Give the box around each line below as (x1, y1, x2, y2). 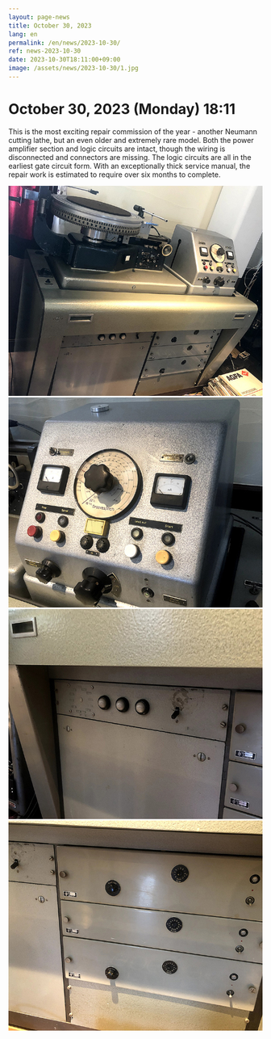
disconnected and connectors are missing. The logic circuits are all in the (8, 152, 252, 162)
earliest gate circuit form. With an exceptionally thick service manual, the (8, 161, 251, 170)
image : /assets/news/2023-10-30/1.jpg (8, 65, 139, 73)
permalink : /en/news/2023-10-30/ (8, 39, 121, 47)
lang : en (8, 30, 38, 38)
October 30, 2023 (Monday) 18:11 (8, 100, 236, 119)
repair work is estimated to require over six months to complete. (8, 170, 221, 179)
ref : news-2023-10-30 (8, 47, 81, 56)
